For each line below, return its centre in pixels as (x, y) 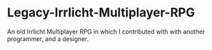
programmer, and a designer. (48, 38)
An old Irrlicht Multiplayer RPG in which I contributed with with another (106, 32)
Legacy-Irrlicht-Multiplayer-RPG (101, 13)
